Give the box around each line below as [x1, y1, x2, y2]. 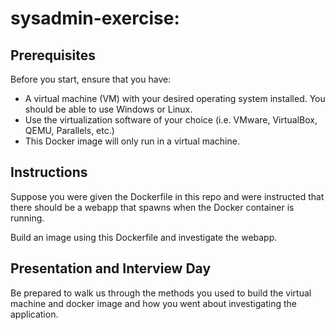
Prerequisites [10, 47, 96, 64]
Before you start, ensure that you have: [10, 73, 172, 85]
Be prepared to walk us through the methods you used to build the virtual [10, 287, 312, 299]
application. [10, 308, 59, 320]
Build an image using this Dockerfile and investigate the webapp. [10, 231, 278, 243]
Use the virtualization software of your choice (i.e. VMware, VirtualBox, [24, 114, 318, 126]
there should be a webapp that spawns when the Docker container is [10, 201, 295, 213]
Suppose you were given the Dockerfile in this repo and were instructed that [10, 190, 325, 202]
